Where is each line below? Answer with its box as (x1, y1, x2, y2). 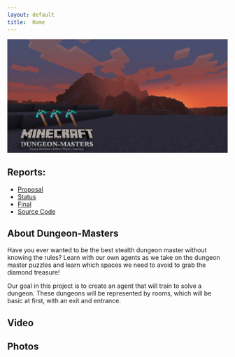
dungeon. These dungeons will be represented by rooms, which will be (7, 289, 212, 298)
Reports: (7, 166, 46, 178)
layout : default (7, 11, 55, 18)
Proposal (17, 185, 43, 194)
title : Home (7, 18, 45, 26)
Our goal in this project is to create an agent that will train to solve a (7, 282, 202, 290)
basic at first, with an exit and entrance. (7, 297, 121, 305)
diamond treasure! (7, 268, 60, 277)
